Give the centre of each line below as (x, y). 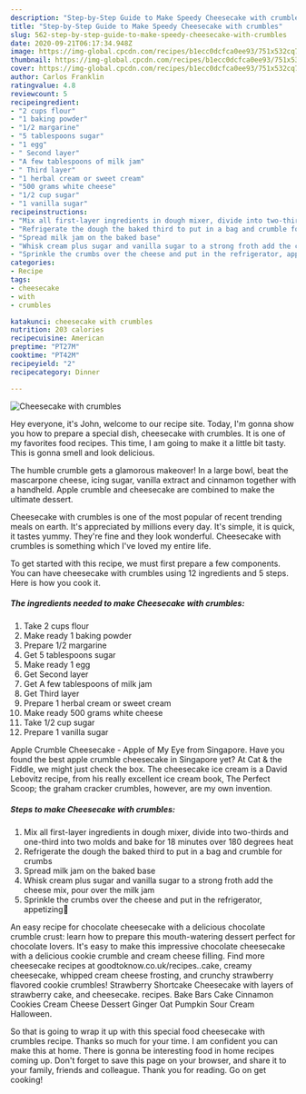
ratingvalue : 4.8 (43, 85)
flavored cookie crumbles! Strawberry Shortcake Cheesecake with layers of (152, 985)
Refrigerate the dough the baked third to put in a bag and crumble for (153, 851)
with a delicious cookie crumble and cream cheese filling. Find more (138, 956)
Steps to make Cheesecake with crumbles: (93, 810)
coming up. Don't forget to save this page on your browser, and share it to (148, 1060)
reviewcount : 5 (39, 94)
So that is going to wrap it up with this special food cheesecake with (138, 1031)
